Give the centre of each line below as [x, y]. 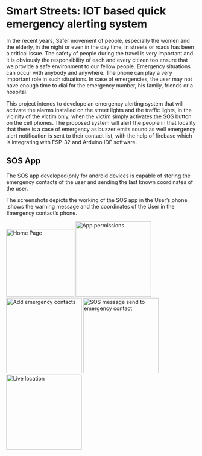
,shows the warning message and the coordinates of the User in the [90, 206]
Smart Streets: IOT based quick [86, 11]
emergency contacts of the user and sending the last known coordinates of [100, 182]
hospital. [17, 92]
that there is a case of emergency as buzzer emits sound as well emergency [101, 129]
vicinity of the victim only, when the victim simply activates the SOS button [99, 116]
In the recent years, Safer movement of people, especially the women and [98, 40]
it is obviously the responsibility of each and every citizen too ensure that [97, 60]
